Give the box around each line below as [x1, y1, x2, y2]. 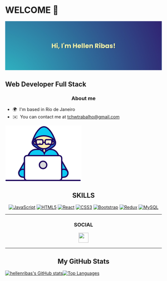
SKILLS [72, 191, 95, 200]
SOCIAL [74, 221, 93, 228]
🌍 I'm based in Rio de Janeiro [12, 107, 76, 112]
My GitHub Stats [57, 257, 110, 266]
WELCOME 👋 [5, 4, 59, 16]
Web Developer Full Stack [5, 80, 86, 88]
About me [71, 95, 96, 102]
